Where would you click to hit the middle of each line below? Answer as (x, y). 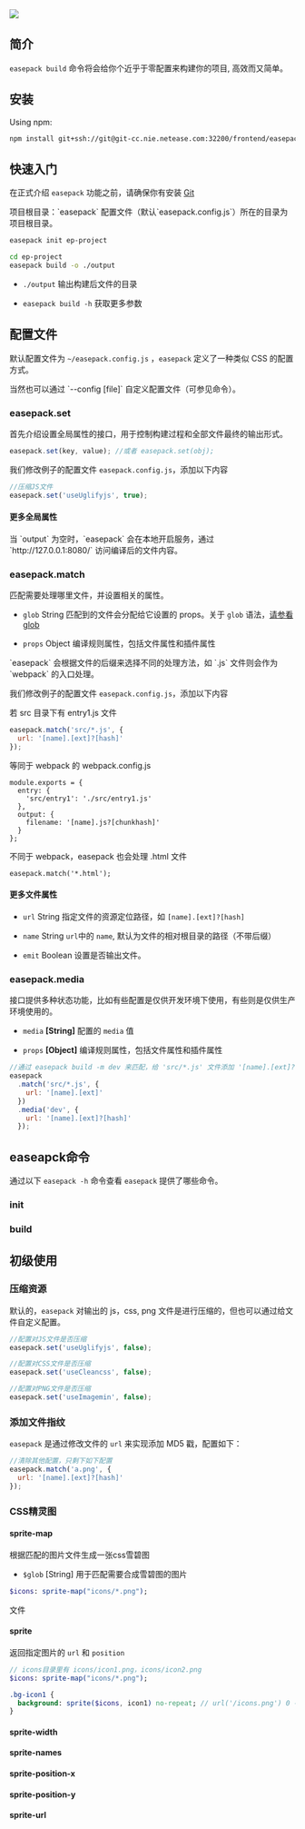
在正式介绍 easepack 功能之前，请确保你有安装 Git (102, 193)
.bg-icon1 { (32, 1695)
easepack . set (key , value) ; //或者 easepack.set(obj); (112, 452)
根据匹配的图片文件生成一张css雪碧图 (79, 1555)
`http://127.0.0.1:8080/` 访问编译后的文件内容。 (96, 550)
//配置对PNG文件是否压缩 (50, 1389)
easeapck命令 (50, 1157)
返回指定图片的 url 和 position (67, 1652)
